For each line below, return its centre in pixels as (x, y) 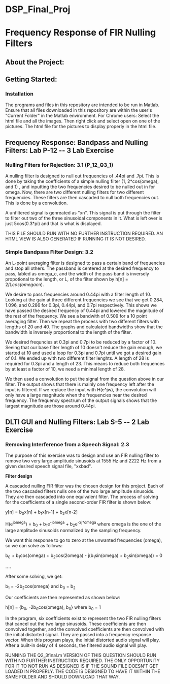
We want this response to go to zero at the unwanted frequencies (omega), (84, 540)
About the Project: (35, 62)
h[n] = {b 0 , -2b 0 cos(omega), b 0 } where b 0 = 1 (53, 608)
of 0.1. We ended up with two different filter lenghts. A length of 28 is (77, 358)
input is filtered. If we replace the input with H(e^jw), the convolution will (81, 390)
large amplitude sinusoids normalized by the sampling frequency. (74, 531)
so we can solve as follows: (34, 546)
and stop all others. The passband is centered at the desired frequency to (82, 268)
